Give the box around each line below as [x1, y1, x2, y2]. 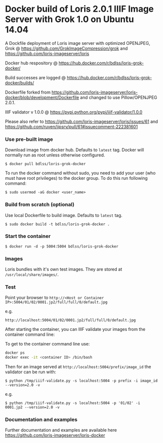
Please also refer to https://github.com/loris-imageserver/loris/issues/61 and [5, 118, 158, 124]
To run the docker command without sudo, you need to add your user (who [5, 170, 156, 176]
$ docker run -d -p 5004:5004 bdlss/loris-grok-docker [5, 244, 119, 249]
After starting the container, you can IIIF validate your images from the [5, 327, 145, 332]
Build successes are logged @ [5, 75, 66, 80]
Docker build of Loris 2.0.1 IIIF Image [5, 3, 154, 15]
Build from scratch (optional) [5, 201, 74, 208]
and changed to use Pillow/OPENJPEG [80, 94, 157, 100]
